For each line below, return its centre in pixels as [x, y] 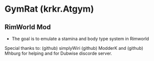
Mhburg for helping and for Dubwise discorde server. [59, 53]
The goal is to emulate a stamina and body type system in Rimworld [80, 39]
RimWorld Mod [28, 27]
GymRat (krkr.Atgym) [49, 9]
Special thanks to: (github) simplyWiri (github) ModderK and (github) [74, 48]
